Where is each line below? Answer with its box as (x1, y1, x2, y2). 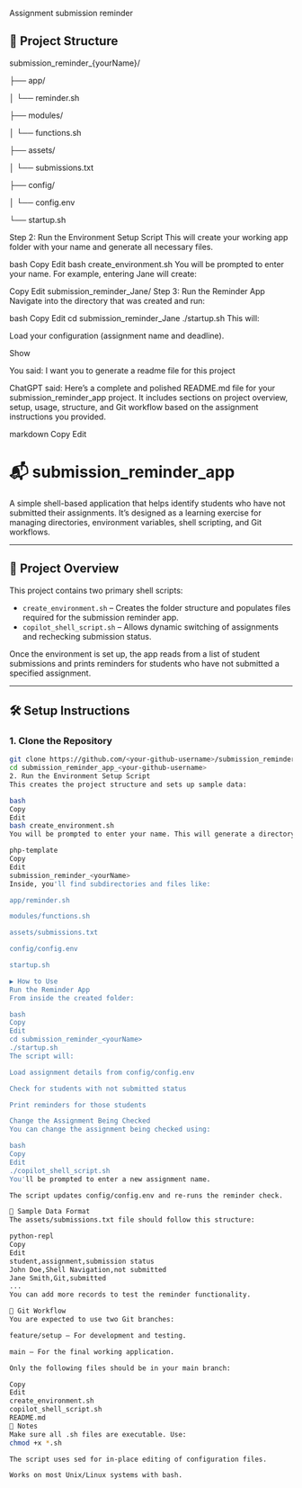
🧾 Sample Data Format (9, 1207, 91, 1216)
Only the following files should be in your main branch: (9, 1363, 231, 1373)
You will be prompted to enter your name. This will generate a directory (9, 829, 296, 839)
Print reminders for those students (9, 1100, 147, 1109)
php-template (9, 846, 58, 856)
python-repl (9, 1232, 54, 1241)
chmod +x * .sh (9, 1439, 63, 1448)
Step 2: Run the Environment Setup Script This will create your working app (9, 231, 289, 242)
